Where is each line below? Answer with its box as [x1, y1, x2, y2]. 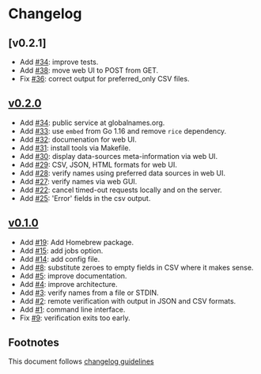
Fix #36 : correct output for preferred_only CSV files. [19, 74, 190, 83]
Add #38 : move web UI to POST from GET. [19, 66, 159, 75]
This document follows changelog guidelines [8, 357, 154, 366]
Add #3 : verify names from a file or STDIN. [19, 288, 160, 297]
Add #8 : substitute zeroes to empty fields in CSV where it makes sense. [19, 263, 254, 272]
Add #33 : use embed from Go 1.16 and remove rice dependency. [19, 126, 227, 135]
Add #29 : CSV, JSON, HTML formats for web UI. [19, 160, 178, 169]
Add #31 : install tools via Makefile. [19, 143, 131, 153]
